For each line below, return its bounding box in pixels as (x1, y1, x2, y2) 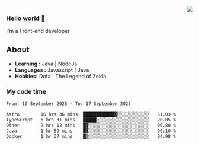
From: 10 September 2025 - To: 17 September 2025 (6, 101, 131, 107)
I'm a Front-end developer (6, 28, 70, 35)
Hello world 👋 (6, 14, 46, 22)
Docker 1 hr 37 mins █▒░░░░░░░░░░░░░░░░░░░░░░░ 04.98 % (6, 133, 176, 139)
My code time (6, 88, 46, 96)
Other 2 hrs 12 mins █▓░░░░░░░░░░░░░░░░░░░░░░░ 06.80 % (6, 123, 176, 128)
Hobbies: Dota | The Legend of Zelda (14, 73, 107, 80)
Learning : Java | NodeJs (14, 60, 78, 67)
